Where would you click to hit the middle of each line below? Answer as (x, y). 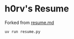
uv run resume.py (23, 31)
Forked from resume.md (29, 22)
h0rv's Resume (37, 9)
